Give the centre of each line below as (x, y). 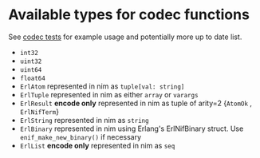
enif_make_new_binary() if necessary (81, 136)
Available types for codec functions (129, 15)
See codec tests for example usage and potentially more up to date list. (125, 37)
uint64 (31, 69)
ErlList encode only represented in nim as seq (97, 145)
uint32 (31, 61)
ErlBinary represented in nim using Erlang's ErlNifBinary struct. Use (132, 128)
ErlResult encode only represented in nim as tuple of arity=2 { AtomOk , (136, 103)
